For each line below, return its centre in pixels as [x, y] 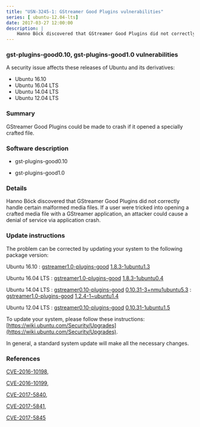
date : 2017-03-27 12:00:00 [40, 23]
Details [17, 188]
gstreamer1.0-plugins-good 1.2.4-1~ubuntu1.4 [62, 296]
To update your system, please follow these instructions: [75, 319]
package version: [27, 255]
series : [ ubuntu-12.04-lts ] [42, 17]
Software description [37, 148]
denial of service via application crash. [54, 220]
